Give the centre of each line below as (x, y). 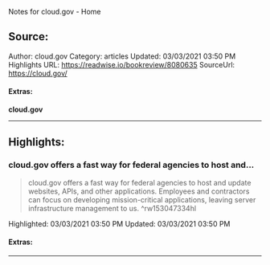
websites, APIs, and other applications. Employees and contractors (139, 191)
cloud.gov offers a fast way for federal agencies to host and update (139, 182)
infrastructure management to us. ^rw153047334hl (112, 208)
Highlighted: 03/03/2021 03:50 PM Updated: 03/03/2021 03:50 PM (119, 223)
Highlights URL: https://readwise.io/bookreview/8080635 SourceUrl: (122, 64)
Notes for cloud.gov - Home (55, 12)
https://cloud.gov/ (38, 73)
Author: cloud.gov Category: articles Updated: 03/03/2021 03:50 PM (122, 56)
